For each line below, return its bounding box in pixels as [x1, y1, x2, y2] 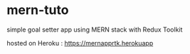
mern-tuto [6, 2, 69, 18]
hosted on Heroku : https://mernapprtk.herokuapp [6, 39, 154, 47]
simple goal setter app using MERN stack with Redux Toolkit [6, 25, 183, 34]
